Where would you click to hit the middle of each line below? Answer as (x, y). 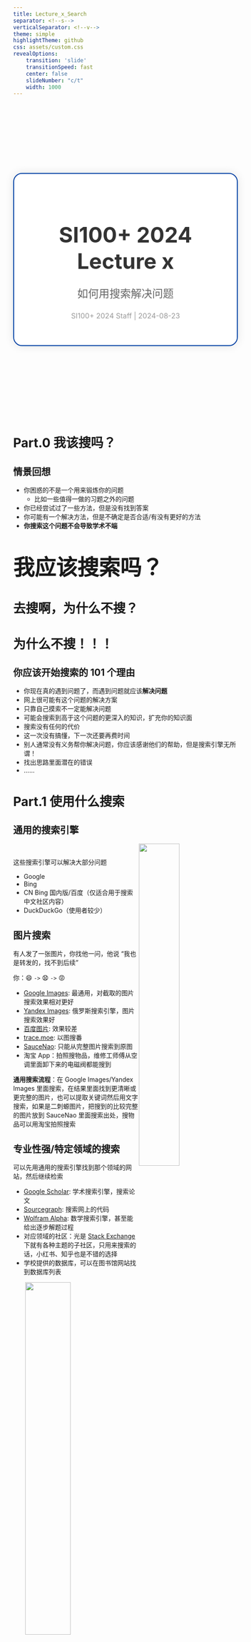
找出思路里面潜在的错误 (58, 762)
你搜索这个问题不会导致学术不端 (70, 526)
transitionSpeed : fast (60, 67)
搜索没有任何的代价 (52, 727)
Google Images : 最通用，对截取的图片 (79, 993)
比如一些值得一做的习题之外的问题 (84, 499)
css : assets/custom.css (48, 47)
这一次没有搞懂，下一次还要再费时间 (77, 735)
